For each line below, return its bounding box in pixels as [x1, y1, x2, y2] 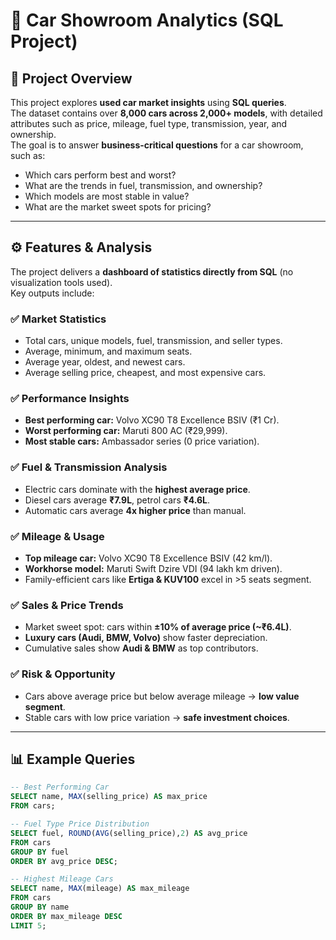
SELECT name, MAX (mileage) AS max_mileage [10, 884, 190, 894]
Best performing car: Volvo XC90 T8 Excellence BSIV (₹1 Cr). [24, 414, 280, 426]
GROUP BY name [10, 902, 70, 913]
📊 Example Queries [10, 750, 136, 768]
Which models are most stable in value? [24, 190, 190, 202]
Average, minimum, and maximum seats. [24, 345, 193, 358]
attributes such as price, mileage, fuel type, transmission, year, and [10, 118, 288, 129]
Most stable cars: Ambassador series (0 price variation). [24, 435, 260, 448]
